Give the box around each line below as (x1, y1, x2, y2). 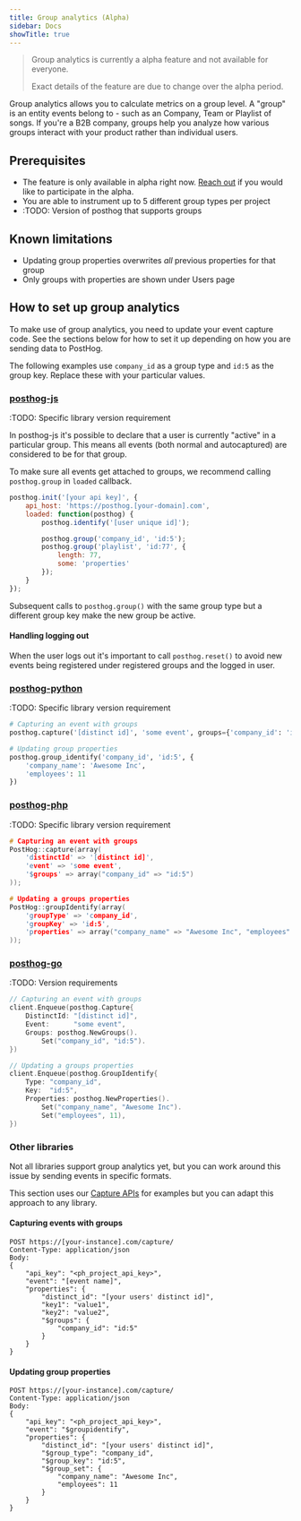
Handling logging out (9, 631, 90, 641)
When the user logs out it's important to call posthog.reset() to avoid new (9, 650, 283, 661)
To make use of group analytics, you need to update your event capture (9, 323, 274, 334)
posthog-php (9, 799, 69, 812)
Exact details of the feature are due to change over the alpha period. (30, 82, 284, 92)
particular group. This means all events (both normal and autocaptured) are (9, 440, 288, 451)
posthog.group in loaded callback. (9, 476, 133, 486)
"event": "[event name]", (25, 1277, 123, 1286)
